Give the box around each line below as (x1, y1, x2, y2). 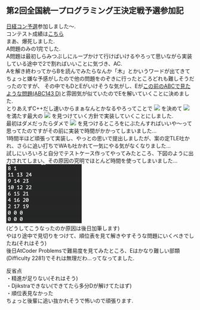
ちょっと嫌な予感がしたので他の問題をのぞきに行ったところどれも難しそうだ (6, 75, 195, 82)
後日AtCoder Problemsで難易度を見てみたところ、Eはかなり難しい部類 (6, 247, 180, 254)
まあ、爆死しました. (6, 38, 56, 45)
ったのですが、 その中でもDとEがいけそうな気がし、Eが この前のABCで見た (6, 82, 191, 90)
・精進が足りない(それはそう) (6, 274, 79, 282)
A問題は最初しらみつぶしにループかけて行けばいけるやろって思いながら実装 (6, 53, 193, 60)
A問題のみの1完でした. (6, 45, 61, 52)
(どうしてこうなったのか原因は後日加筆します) (6, 225, 120, 232)
